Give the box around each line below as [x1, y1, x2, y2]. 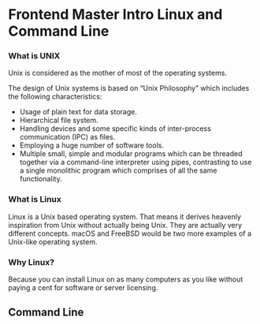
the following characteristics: [8, 92, 102, 102]
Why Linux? [8, 256, 55, 267]
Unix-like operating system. [8, 236, 98, 246]
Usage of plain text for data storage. [19, 107, 138, 117]
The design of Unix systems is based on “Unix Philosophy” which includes [8, 84, 250, 93]
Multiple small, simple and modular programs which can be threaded [19, 149, 243, 158]
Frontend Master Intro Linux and [8, 6, 223, 24]
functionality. [19, 174, 62, 184]
